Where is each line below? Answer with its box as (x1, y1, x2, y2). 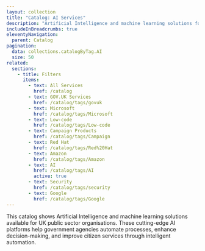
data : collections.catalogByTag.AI (12, 49, 103, 55)
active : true (33, 173, 67, 180)
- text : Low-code (28, 116, 72, 122)
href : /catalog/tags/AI (33, 168, 95, 174)
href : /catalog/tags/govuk (33, 99, 103, 105)
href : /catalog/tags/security (33, 185, 111, 191)
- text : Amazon (28, 150, 67, 157)
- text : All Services (28, 83, 84, 89)
